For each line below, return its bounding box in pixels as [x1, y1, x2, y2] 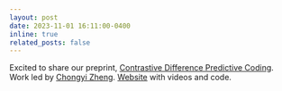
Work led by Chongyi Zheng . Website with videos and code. [9, 72, 232, 83]
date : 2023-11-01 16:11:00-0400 [9, 21, 131, 30]
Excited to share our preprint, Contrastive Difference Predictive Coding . [9, 62, 275, 73]
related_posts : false [9, 37, 91, 47]
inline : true [9, 29, 59, 38]
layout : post [9, 12, 59, 22]
